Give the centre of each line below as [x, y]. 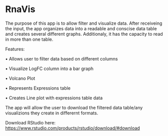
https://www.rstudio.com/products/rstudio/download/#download [73, 128]
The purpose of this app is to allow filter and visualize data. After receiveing [84, 23]
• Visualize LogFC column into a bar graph [49, 69]
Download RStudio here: [31, 122]
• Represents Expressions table [38, 88]
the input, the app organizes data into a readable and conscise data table [81, 28]
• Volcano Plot [20, 78]
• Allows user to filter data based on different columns [62, 58]
